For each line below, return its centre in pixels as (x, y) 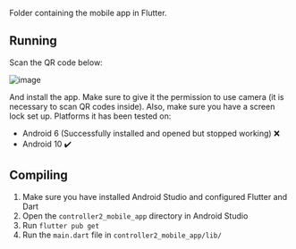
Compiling (39, 175)
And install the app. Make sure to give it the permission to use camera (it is (147, 96)
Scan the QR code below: (56, 62)
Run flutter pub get (61, 225)
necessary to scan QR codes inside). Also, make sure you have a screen (142, 106)
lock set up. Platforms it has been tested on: (90, 116)
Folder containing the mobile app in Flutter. (88, 13)
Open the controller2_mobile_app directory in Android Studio (135, 216)
